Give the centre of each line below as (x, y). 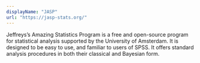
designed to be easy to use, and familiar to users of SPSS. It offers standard (100, 47)
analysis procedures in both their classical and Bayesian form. (83, 53)
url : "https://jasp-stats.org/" (47, 17)
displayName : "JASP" (32, 12)
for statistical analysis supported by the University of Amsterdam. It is (92, 41)
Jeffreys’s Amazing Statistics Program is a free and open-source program (97, 34)
